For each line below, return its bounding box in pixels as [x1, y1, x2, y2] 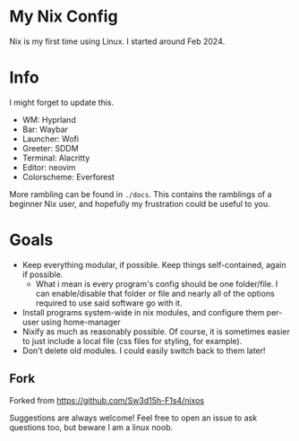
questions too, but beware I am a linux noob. [9, 421, 174, 432]
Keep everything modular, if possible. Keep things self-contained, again [21, 259, 286, 270]
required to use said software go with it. [35, 298, 183, 308]
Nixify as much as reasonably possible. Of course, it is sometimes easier [21, 325, 291, 337]
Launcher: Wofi [21, 133, 79, 144]
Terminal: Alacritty [21, 152, 90, 163]
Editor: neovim [21, 161, 76, 172]
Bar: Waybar [21, 124, 69, 134]
